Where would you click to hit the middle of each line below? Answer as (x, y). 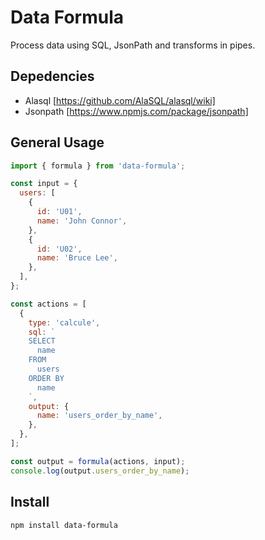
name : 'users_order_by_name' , (99, 416)
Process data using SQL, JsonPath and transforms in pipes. (133, 45)
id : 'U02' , (59, 249)
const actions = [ (48, 304)
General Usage (57, 142)
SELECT (42, 341)
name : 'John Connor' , (82, 221)
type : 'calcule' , (64, 322)
